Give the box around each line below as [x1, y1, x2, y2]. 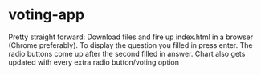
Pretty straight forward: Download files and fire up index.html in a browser [8, 32, 254, 41]
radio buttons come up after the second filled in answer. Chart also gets [8, 49, 246, 58]
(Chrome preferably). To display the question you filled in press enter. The [8, 40, 253, 49]
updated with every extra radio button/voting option [8, 57, 179, 67]
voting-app [8, 6, 85, 24]
